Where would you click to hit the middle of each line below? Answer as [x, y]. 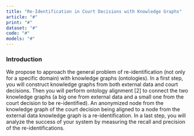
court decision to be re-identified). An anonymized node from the [85, 103]
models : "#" [21, 39]
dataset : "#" [22, 28]
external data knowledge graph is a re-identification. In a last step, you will [96, 115]
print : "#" [19, 22]
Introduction [24, 59]
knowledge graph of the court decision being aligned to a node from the [93, 110]
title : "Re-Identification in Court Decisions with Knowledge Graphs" [94, 11]
